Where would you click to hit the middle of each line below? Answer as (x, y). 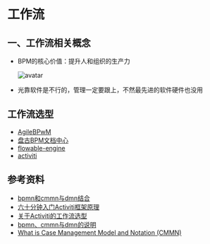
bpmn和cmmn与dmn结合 (54, 198)
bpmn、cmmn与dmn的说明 (57, 224)
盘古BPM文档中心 (43, 140)
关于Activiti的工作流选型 (52, 216)
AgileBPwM (34, 132)
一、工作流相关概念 (49, 43)
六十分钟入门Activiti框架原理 (58, 207)
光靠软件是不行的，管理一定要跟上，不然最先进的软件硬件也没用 (110, 90)
